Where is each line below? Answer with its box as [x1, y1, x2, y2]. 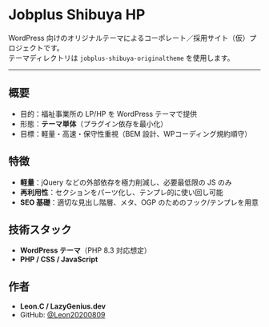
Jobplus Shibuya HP [8, 6, 146, 24]
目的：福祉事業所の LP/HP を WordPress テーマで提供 [19, 109, 198, 118]
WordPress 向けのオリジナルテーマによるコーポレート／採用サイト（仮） [8, 33, 250, 42]
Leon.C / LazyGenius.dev [19, 301, 106, 311]
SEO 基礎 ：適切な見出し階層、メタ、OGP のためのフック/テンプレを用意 [19, 197, 259, 207]
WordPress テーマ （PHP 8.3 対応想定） [19, 245, 151, 255]
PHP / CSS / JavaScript [19, 254, 98, 265]
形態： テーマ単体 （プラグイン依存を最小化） [19, 118, 168, 129]
